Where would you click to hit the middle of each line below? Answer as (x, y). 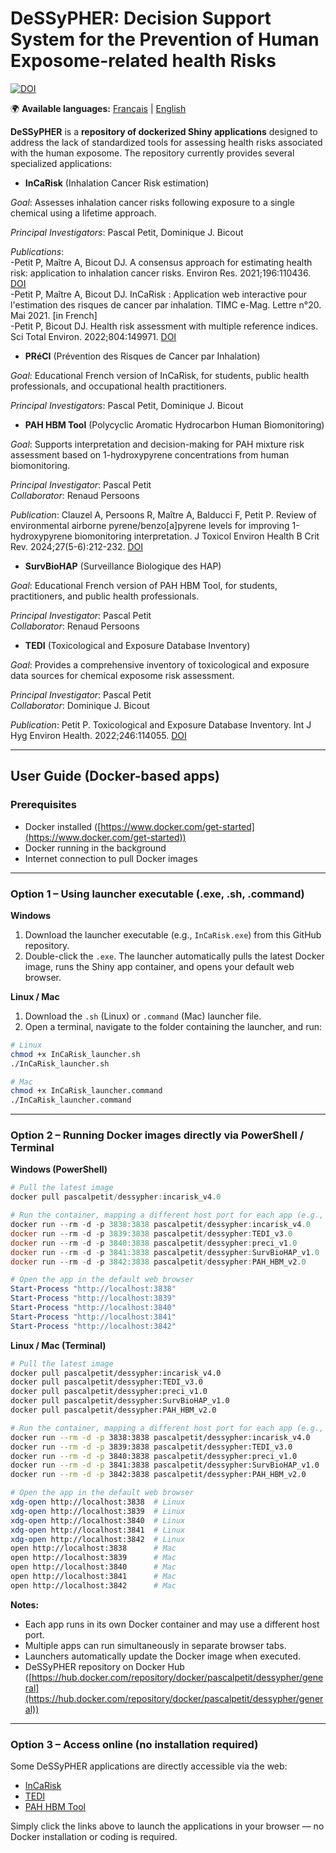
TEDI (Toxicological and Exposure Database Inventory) (137, 645)
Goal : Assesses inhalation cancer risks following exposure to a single (152, 202)
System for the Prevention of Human (165, 39)
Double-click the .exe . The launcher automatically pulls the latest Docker (174, 956)
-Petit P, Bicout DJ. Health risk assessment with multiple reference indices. (164, 326)
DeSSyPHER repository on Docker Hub (104, 1666)
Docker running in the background (95, 848)
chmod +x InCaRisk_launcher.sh (75, 1054)
